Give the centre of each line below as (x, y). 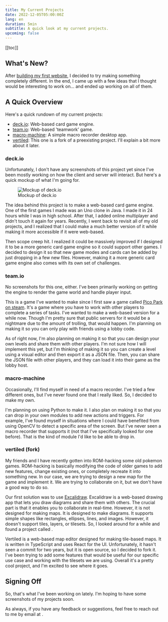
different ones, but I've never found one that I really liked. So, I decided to (81, 395)
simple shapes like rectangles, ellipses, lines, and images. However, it (77, 518)
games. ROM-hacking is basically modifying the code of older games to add (84, 466)
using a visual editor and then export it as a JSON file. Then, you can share (82, 355)
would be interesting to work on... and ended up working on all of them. (79, 86)
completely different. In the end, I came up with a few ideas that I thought (81, 81)
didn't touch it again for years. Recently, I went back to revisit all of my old (81, 221)
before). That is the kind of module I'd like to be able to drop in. (70, 437)
